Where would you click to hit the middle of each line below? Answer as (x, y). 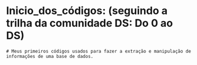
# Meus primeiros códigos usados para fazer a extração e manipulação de (99, 51)
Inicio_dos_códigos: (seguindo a (87, 11)
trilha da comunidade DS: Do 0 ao (89, 23)
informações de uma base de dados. (50, 56)
